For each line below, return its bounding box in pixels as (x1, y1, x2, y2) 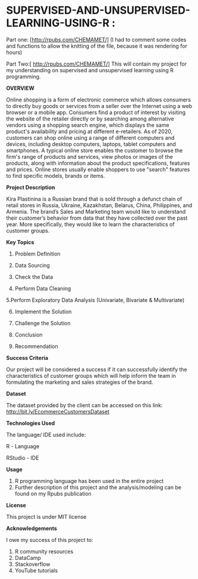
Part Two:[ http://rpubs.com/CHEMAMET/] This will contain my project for (6, 60, 187, 67)
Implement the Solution (14, 308, 72, 315)
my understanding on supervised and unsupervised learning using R (6, 66, 174, 73)
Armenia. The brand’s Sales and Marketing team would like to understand (6, 208, 186, 215)
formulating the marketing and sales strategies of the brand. (6, 378, 153, 386)
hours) (6, 48, 23, 56)
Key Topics (6, 238, 34, 245)
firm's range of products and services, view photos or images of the (6, 153, 174, 160)
